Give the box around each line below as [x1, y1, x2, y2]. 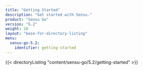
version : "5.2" [5, 21, 38, 27]
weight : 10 [5, 26, 28, 31]
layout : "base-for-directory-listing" [5, 31, 88, 36]
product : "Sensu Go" [5, 17, 49, 22]
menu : [5, 36, 17, 41]
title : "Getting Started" [5, 7, 60, 13]
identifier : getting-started [14, 45, 76, 50]
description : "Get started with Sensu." [5, 12, 93, 17]
